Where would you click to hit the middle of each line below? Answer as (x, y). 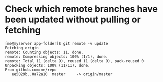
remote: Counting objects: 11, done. (44, 52)
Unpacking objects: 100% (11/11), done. (48, 65)
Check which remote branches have (82, 9)
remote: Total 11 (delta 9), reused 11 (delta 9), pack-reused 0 (74, 61)
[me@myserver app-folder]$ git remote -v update (57, 43)
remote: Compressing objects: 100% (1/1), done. (57, 57)
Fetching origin (22, 48)
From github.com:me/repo (31, 70)
